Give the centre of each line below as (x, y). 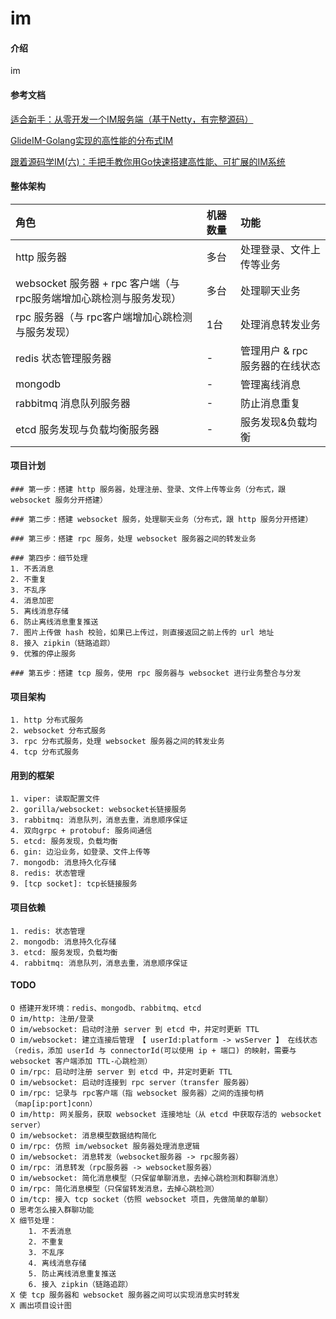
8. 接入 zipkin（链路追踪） (62, 643)
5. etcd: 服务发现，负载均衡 (64, 842)
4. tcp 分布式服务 (45, 752)
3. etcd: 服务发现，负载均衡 (64, 952)
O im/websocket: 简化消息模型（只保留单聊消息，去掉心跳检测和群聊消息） (146, 1178)
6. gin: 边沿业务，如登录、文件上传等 (80, 852)
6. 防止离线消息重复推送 (54, 622)
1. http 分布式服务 (47, 720)
